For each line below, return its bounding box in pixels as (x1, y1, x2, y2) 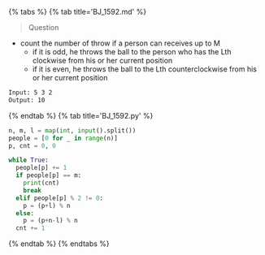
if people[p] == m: (15, 171, 82, 179)
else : (15, 209, 35, 218)
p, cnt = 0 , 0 (8, 141, 57, 149)
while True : (8, 156, 49, 165)
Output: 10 (8, 96, 46, 104)
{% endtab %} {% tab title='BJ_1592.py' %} (8, 110, 154, 120)
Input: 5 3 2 (8, 89, 53, 97)
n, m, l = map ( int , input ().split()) (8, 126, 137, 135)
